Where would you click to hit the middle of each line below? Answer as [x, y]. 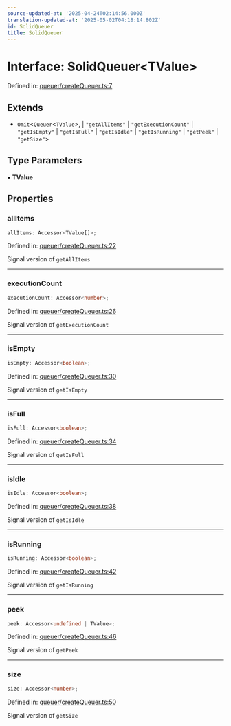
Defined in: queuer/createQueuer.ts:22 [62, 246]
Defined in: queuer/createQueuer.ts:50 [62, 702]
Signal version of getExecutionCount [58, 324]
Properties [30, 199]
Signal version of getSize [43, 715]
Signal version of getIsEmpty [47, 390]
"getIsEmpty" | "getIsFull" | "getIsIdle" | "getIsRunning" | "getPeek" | [118, 131]
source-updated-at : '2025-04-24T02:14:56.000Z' [77, 13]
